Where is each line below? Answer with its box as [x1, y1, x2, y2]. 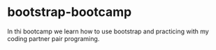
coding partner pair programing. [7, 34, 100, 42]
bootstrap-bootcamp [7, 4, 132, 20]
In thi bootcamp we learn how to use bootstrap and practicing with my [7, 27, 210, 35]
